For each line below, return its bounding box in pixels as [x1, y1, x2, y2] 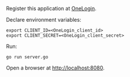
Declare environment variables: [6, 16, 81, 23]
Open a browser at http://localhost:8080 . [6, 64, 105, 71]
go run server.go [6, 54, 49, 60]
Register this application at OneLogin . [6, 5, 97, 12]
